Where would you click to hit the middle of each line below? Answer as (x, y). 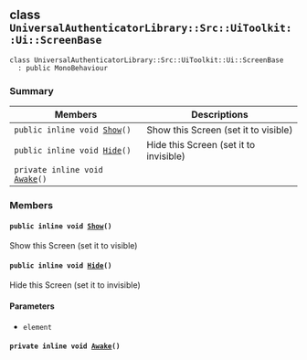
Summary (32, 90)
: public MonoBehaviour (63, 68)
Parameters (32, 306)
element (37, 327)
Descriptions (220, 115)
